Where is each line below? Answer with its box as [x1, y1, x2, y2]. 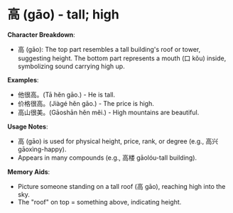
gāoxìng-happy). [17, 145, 67, 153]
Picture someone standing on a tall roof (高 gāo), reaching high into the [17, 182, 226, 190]
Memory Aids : [7, 168, 50, 176]
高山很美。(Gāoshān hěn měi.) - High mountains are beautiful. [17, 108, 200, 116]
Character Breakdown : [7, 30, 76, 39]
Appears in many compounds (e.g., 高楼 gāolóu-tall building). [17, 153, 197, 162]
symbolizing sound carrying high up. [17, 62, 126, 70]
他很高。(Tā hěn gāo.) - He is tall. [17, 90, 116, 99]
